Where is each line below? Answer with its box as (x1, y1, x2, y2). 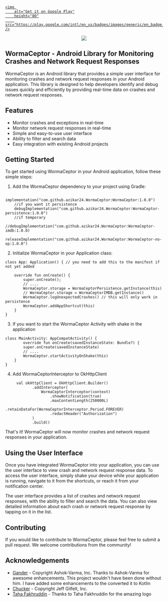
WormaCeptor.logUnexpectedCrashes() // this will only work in (23, 295, 157, 300)
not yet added (5, 264, 35, 269)
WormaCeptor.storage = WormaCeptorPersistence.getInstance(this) (23, 286, 162, 291)
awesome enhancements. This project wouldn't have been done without (12, 575, 161, 581)
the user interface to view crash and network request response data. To (5, 467, 153, 473)
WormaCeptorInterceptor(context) (40, 389, 111, 394)
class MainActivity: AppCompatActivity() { (5, 336, 97, 341)
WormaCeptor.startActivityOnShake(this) (23, 353, 108, 358)
